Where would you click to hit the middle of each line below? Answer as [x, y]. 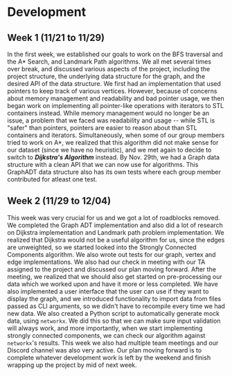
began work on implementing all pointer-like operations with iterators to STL [116, 106]
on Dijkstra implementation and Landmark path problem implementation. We [116, 232]
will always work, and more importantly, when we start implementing [105, 328]
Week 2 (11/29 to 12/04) [59, 201]
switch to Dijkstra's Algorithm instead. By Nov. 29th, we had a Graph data [114, 157]
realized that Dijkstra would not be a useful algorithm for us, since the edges [116, 240]
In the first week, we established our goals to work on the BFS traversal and [115, 54]
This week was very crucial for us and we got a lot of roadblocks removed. [114, 217]
